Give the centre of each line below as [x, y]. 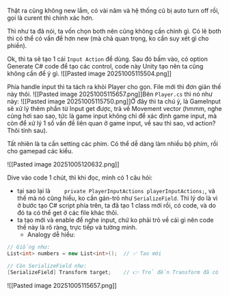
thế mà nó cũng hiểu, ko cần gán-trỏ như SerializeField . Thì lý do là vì [117, 198]
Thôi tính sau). [27, 131]
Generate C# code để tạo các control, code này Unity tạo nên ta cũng [105, 66]
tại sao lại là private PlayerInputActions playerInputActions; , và [116, 191]
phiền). [17, 46]
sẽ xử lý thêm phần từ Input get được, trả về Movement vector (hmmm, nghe [114, 109]
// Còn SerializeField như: [47, 266]
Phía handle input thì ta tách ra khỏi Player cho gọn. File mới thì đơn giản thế [114, 87]
